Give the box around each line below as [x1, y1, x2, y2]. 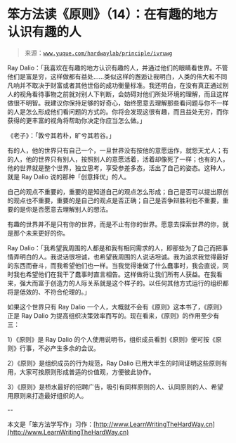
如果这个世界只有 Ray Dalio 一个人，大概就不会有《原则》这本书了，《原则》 [7, 302, 226, 311]
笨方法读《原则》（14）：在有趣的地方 [7, 6, 218, 23]
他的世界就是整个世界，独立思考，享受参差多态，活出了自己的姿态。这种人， [7, 163, 229, 172]
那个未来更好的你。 [13, 229, 69, 237]
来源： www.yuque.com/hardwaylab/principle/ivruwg [24, 49, 173, 57]
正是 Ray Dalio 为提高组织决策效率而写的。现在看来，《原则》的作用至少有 [7, 311, 220, 320]
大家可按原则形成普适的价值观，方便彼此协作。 [19, 367, 155, 376]
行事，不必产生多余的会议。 [19, 344, 100, 352]
